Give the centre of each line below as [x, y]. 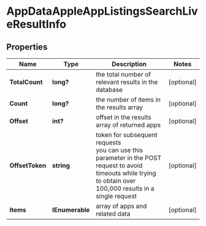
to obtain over [116, 181]
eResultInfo [36, 24]
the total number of [124, 74]
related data [113, 214]
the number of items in [128, 100]
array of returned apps [128, 125]
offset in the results [124, 117]
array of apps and [121, 206]
